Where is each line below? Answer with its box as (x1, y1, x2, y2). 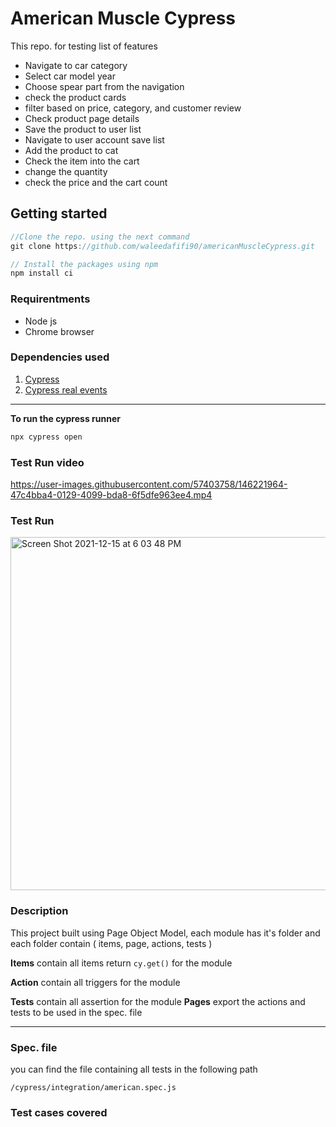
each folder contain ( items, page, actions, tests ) (10, 937, 213, 949)
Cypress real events (24, 383, 108, 396)
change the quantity (24, 165, 108, 177)
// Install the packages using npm (10, 259, 159, 269)
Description (10, 904, 69, 918)
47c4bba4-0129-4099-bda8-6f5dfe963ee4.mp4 (10, 489, 213, 501)
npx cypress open (10, 432, 83, 442)
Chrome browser (24, 325, 95, 337)
